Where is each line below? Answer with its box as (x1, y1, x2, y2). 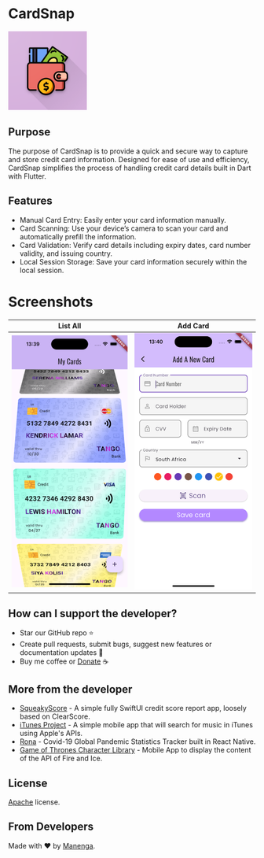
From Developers (8, 820, 94, 834)
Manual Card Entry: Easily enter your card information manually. (19, 215, 226, 224)
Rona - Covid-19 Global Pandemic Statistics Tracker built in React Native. (19, 737, 256, 746)
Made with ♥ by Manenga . (8, 841, 96, 850)
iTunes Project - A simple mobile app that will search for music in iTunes (19, 720, 254, 730)
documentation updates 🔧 (19, 648, 104, 657)
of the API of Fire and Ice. (19, 753, 103, 764)
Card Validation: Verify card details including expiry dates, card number (19, 240, 251, 250)
